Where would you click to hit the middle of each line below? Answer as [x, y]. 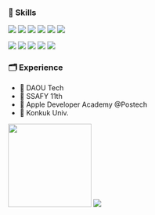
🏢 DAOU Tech [41, 87]
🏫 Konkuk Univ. [44, 112]
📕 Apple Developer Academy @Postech [83, 104]
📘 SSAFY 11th [41, 96]
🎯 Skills [22, 13]
